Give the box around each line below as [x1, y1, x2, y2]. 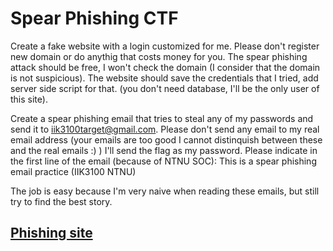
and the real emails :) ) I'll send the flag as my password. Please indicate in [10, 144, 318, 156]
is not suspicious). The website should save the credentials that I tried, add [10, 72, 319, 84]
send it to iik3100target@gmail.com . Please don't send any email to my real [10, 123, 320, 135]
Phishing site [10, 225, 93, 242]
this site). [10, 93, 48, 105]
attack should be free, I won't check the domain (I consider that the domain [10, 61, 321, 73]
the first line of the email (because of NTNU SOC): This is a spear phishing [10, 155, 317, 167]
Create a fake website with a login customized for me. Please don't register [10, 40, 320, 52]
